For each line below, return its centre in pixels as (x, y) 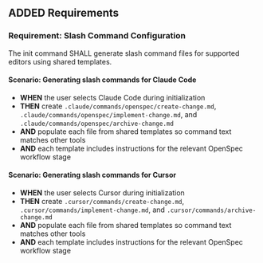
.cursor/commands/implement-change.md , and (92, 210)
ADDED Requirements (64, 13)
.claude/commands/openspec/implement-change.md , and (108, 114)
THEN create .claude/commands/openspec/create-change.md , (118, 106)
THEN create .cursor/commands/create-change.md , (102, 202)
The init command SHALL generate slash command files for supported (124, 53)
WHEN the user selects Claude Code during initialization (112, 97)
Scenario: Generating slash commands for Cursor (92, 175)
